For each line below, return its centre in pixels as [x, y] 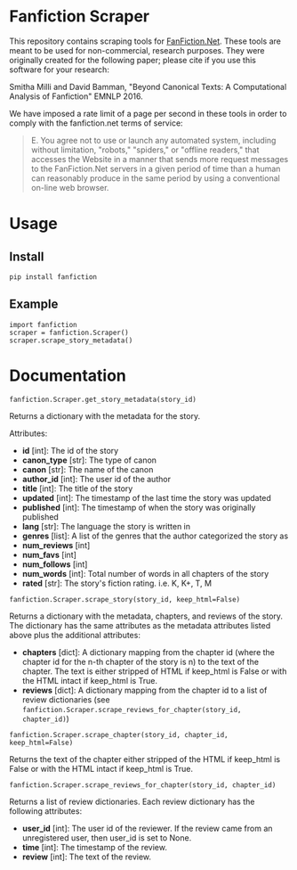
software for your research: [59, 70]
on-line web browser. [70, 187]
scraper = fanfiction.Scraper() [69, 332]
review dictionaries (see [66, 699]
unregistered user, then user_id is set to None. [107, 837]
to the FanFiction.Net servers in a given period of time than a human [156, 168]
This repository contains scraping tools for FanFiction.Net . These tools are [145, 41]
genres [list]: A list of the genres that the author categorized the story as [155, 536]
